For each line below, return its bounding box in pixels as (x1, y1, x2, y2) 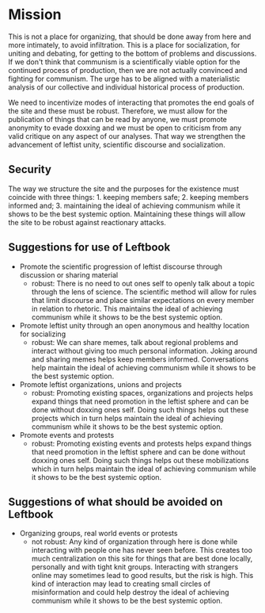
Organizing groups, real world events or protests (19, 529, 178, 538)
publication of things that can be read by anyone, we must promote (8, 114, 227, 124)
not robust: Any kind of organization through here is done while (31, 537, 238, 546)
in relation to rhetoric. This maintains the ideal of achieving (31, 304, 223, 313)
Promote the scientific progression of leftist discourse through (19, 262, 223, 271)
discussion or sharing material (19, 270, 119, 279)
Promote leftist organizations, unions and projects (19, 379, 182, 389)
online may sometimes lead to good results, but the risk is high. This (31, 571, 254, 580)
